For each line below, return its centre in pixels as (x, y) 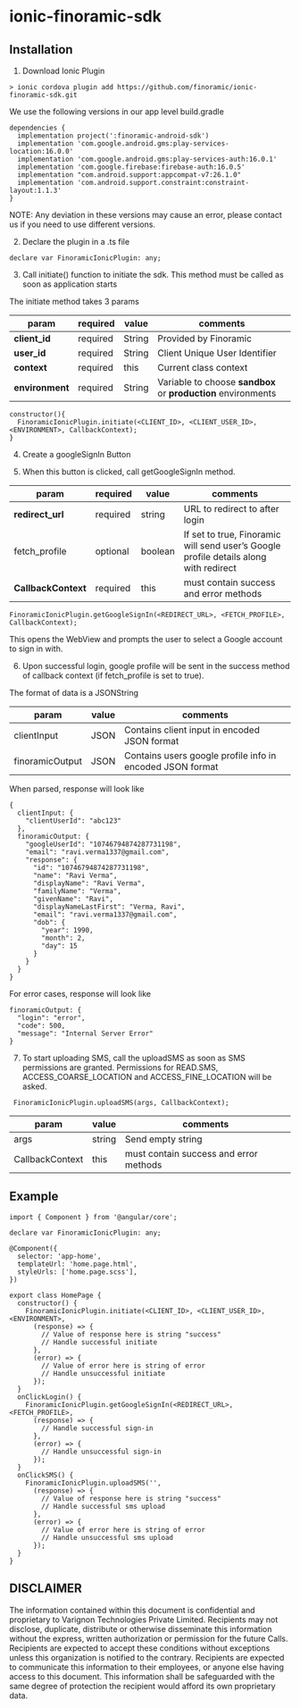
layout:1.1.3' (36, 190)
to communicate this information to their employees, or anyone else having (146, 1667)
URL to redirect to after (231, 509)
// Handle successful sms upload (104, 1506)
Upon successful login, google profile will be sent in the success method (156, 666)
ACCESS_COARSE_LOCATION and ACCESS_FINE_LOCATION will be (147, 1077)
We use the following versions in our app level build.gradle (117, 112)
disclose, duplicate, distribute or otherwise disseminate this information (141, 1628)
